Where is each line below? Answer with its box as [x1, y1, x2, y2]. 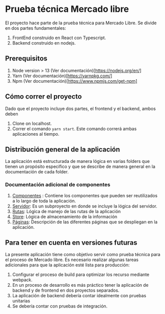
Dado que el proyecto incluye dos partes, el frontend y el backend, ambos [5, 105, 156, 111]
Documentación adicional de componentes [5, 181, 111, 188]
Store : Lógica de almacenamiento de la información [12, 213, 118, 219]
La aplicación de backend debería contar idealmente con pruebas [12, 293, 147, 299]
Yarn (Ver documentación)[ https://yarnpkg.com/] [12, 73, 113, 79]
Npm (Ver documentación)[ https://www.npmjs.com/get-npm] [12, 78, 137, 84]
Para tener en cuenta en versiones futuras [5, 239, 137, 247]
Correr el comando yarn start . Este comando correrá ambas [12, 125, 137, 132]
